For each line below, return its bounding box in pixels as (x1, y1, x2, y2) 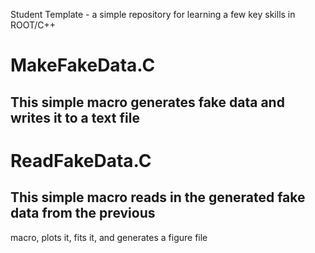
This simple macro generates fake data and (10, 94, 285, 111)
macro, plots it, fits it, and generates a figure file (10, 231, 208, 243)
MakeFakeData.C (10, 54, 156, 77)
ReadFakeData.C (10, 149, 152, 172)
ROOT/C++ (10, 19, 57, 31)
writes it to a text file (10, 109, 140, 126)
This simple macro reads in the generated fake (10, 189, 306, 206)
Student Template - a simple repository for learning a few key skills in (10, 9, 296, 20)
